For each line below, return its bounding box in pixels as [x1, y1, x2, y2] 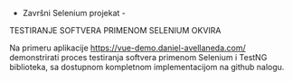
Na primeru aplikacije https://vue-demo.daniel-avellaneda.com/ [9, 42, 246, 53]
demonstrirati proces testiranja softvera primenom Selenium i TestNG [9, 52, 268, 62]
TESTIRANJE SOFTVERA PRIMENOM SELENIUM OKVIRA [9, 25, 222, 35]
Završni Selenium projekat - [22, 8, 127, 18]
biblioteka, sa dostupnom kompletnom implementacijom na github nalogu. [9, 62, 285, 72]
